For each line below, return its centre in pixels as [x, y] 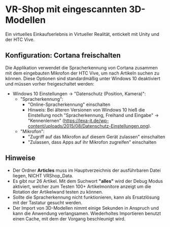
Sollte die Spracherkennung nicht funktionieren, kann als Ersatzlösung [86, 197]
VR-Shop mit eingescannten [66, 9]
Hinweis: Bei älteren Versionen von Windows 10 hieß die [87, 109]
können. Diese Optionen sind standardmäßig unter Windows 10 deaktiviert [83, 78]
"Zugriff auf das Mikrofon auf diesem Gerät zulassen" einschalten [96, 137]
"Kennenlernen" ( [46, 121]
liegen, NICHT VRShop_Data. [43, 175]
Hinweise [20, 158]
